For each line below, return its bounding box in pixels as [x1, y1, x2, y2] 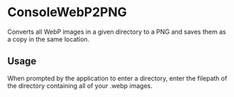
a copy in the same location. [7, 34, 90, 43]
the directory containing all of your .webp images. [7, 82, 153, 90]
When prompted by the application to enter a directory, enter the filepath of [7, 74, 228, 82]
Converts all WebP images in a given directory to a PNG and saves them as [7, 27, 226, 36]
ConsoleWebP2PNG [7, 4, 128, 20]
